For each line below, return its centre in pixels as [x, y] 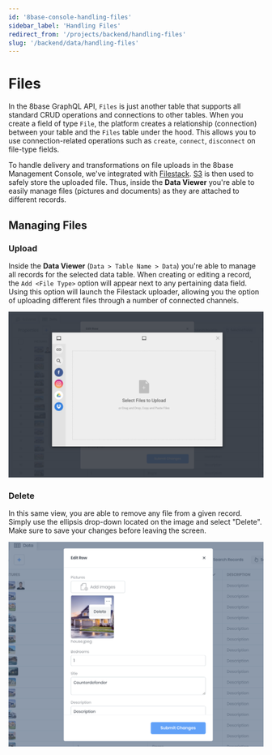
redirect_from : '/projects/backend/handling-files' [97, 34]
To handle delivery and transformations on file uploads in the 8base [121, 165]
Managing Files [48, 225]
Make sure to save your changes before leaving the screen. [107, 530]
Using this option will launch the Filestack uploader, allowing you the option [134, 291]
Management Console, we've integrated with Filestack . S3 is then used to [131, 174]
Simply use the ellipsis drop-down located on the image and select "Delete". [135, 521]
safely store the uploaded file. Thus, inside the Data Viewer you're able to [132, 182]
